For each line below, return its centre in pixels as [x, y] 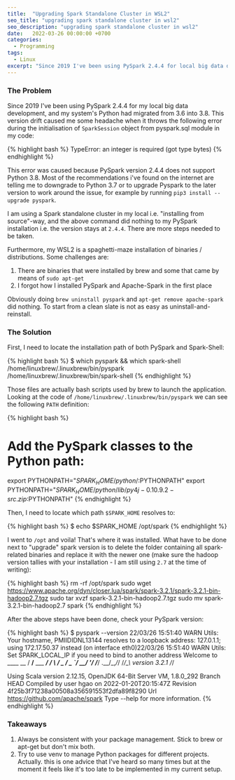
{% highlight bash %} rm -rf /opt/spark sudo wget [79, 583]
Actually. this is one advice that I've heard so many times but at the [114, 762]
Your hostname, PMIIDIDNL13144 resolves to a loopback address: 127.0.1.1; [114, 640]
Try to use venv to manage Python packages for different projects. [113, 754]
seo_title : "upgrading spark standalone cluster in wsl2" [93, 20]
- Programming [34, 46]
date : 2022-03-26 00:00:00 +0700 [59, 33]
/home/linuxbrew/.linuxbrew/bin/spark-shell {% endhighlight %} [99, 376]
